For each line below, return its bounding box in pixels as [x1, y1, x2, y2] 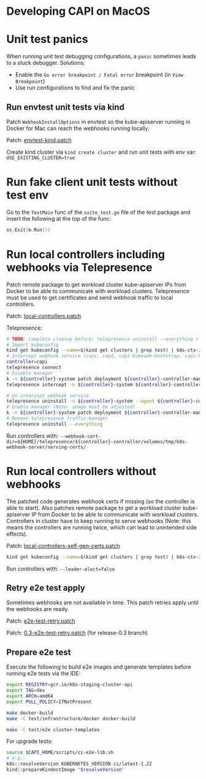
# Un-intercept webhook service [6, 392, 89, 399]
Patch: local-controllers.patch [6, 312, 82, 319]
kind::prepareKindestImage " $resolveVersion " [6, 767, 124, 773]
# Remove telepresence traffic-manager [6, 416, 109, 422]
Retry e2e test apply [6, 583, 86, 593]
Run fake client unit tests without [6, 175, 178, 189]
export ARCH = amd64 [6, 693, 53, 699]
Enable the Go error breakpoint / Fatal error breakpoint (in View [15, 71, 184, 78]
